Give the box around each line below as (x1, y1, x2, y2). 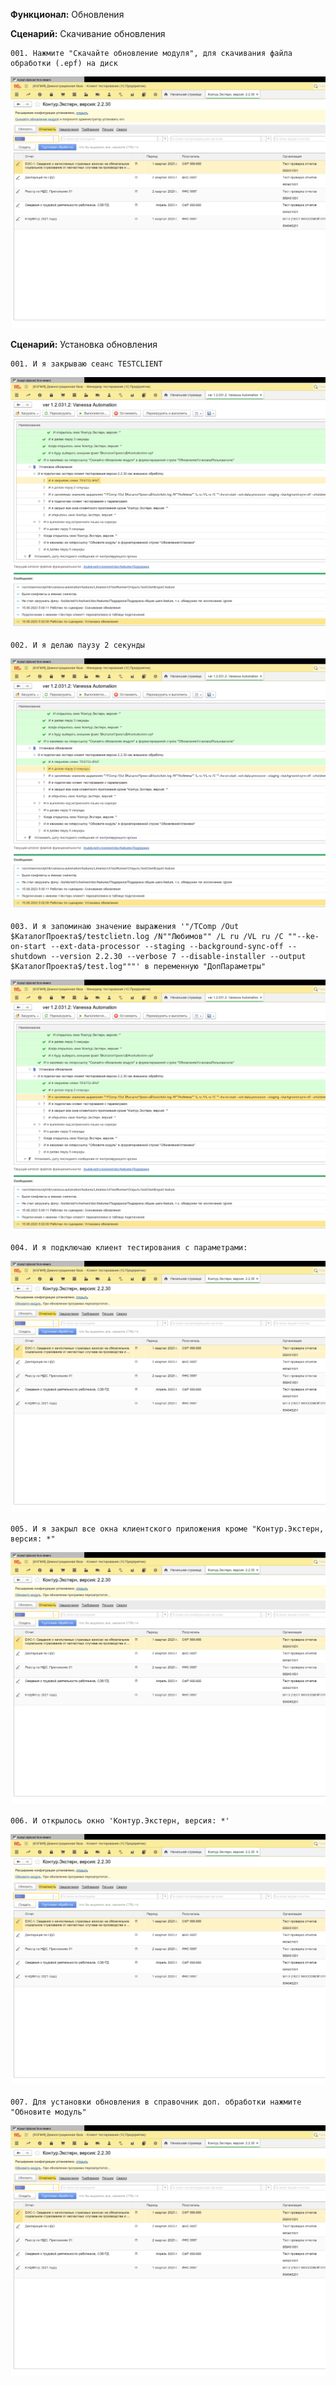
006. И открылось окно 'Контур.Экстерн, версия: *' (10, 1815, 230, 1826)
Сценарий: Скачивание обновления (10, 28, 166, 39)
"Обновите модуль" (10, 2107, 87, 2117)
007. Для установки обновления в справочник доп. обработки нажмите (10, 2097, 302, 2107)
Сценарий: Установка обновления (10, 339, 158, 351)
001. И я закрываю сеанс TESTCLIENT (10, 359, 163, 369)
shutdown (10, 952, 47, 962)
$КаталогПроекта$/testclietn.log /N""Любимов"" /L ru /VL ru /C (10, 932, 284, 942)
